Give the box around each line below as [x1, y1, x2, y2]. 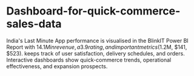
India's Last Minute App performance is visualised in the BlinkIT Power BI [6, 37, 189, 44]
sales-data [6, 17, 62, 31]
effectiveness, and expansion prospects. [6, 62, 108, 70]
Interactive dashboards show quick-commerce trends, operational [6, 56, 172, 63]
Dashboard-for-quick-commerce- [6, 4, 181, 18]
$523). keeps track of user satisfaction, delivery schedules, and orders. [6, 49, 185, 57]
